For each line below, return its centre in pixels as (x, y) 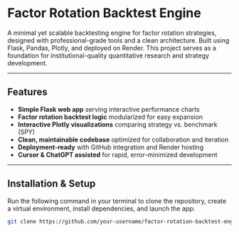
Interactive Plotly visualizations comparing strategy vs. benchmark (118, 124)
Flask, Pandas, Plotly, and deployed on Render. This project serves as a (112, 48)
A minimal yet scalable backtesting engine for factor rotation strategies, (112, 33)
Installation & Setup (52, 184)
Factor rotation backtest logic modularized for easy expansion (110, 117)
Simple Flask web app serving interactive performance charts (109, 109)
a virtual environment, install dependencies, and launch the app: (101, 209)
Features (27, 92)
